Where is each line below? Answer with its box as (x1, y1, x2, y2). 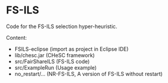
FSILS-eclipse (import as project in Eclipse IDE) (14, 45, 129, 53)
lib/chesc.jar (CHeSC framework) (14, 51, 95, 58)
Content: (6, 34, 28, 41)
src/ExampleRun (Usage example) (14, 64, 97, 71)
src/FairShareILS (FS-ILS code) (14, 58, 90, 65)
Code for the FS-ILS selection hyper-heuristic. (6, 23, 118, 30)
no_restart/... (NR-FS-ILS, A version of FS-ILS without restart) (14, 70, 163, 77)
